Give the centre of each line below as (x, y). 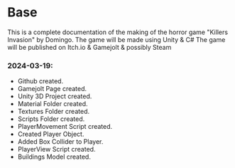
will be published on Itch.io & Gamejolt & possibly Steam (89, 47)
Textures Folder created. (54, 112)
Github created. (40, 81)
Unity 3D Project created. (55, 96)
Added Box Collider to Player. (60, 142)
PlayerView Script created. (56, 149)
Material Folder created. (53, 104)
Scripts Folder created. (51, 119)
